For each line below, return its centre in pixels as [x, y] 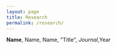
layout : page [23, 12]
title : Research [27, 17]
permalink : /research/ [35, 23]
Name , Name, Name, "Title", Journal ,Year [58, 40]
